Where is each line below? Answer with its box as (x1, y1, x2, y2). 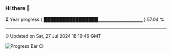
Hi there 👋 (5, 5, 31, 12)
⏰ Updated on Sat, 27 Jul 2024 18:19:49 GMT (5, 33, 101, 39)
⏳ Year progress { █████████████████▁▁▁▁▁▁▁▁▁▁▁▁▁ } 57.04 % (5, 16, 165, 22)
